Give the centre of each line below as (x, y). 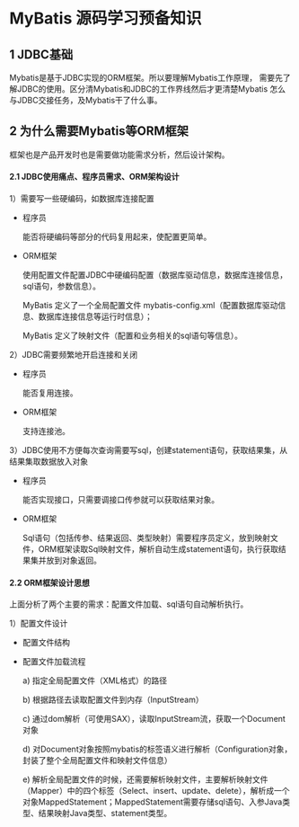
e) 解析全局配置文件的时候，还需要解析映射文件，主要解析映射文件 (145, 779)
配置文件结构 (46, 643)
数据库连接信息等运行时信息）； (95, 316)
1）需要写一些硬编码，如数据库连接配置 (82, 199)
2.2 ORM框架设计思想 (49, 582)
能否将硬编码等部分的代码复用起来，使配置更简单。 (117, 237)
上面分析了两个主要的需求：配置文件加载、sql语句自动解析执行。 (129, 604)
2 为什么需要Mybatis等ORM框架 (99, 131)
